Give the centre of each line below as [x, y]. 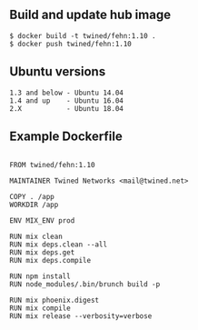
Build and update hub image [90, 15]
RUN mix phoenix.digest [54, 300]
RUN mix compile [40, 308]
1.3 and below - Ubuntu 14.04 [67, 93]
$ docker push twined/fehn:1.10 [70, 44]
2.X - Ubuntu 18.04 [67, 108]
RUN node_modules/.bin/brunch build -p [85, 285]
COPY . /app [32, 197]
